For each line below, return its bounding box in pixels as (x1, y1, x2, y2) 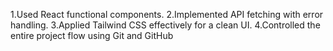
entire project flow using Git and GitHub (10, 30, 174, 41)
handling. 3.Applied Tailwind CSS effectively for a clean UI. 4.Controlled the (10, 19, 321, 31)
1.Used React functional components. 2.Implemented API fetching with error (10, 9, 324, 20)
